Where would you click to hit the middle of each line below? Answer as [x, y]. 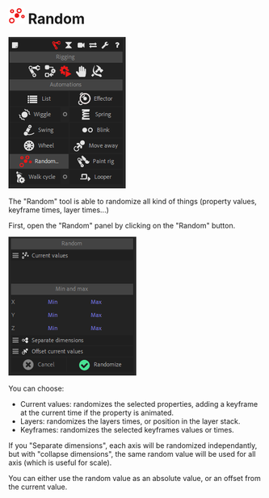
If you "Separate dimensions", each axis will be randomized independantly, [133, 445]
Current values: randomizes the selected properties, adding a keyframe [139, 404]
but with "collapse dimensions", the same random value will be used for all [132, 454]
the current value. [38, 487]
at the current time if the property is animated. [97, 412]
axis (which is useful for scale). [60, 462]
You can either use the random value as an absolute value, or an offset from [134, 478]
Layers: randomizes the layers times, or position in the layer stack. [130, 421]
